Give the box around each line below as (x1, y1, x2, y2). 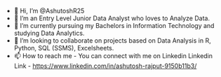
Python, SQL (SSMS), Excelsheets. (13, 44, 114, 52)
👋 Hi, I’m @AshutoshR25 (13, 7, 85, 15)
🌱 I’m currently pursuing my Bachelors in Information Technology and (13, 22, 215, 29)
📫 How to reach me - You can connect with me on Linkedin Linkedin (13, 52, 213, 59)
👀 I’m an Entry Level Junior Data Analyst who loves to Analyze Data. (13, 14, 210, 22)
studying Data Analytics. (13, 29, 85, 37)
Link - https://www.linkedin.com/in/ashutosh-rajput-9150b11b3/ (13, 62, 197, 70)
